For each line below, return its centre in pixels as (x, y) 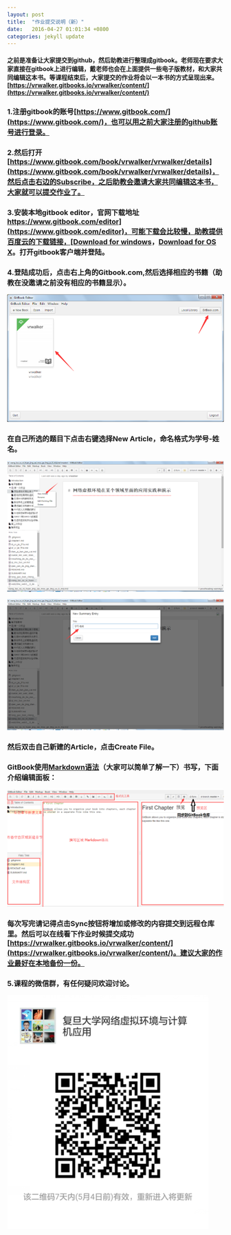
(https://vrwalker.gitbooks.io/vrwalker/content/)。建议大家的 (111, 953)
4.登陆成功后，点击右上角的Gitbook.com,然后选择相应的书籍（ (111, 272)
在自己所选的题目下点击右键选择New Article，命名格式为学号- (110, 439)
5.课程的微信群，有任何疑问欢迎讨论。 (70, 984)
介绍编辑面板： (32, 777)
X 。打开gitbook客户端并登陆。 (58, 252)
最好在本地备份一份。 (49, 963)
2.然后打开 (25, 152)
